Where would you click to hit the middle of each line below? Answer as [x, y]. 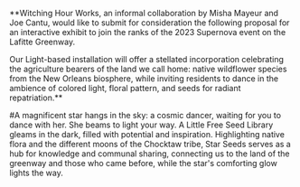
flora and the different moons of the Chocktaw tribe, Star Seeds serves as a [150, 144]
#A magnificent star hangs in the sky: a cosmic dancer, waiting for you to [145, 115]
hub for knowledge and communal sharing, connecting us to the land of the [150, 154]
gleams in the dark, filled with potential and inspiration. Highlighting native [147, 134]
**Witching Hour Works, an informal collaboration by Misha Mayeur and [144, 13]
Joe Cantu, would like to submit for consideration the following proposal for [150, 23]
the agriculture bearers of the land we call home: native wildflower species [148, 69]
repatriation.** [36, 98]
